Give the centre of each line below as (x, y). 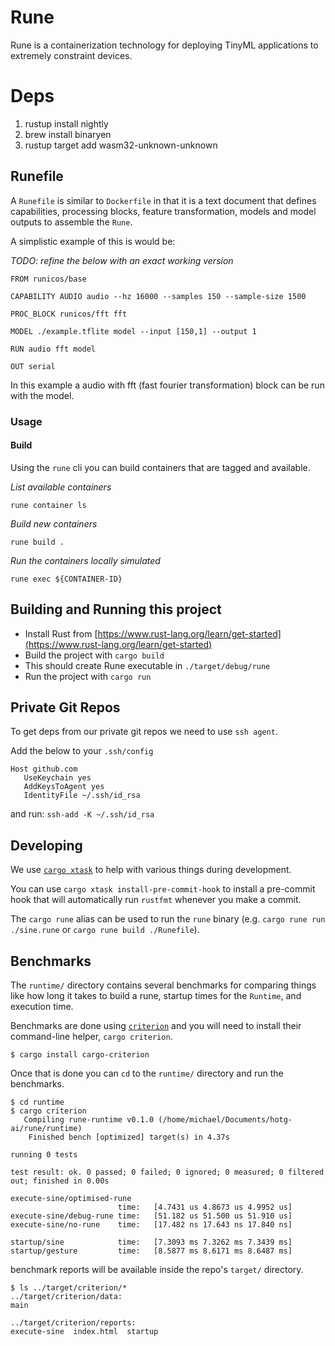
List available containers (61, 487)
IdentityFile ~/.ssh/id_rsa (82, 796)
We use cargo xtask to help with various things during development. (151, 870)
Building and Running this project (116, 609)
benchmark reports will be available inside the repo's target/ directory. (157, 1270)
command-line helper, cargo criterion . (91, 1037)
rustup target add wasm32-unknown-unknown (121, 145)
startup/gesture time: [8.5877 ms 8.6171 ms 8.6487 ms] (151, 1251)
